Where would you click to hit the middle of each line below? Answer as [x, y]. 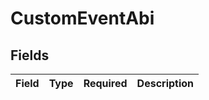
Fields [30, 55]
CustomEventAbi [82, 18]
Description [165, 83]
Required [105, 83]
